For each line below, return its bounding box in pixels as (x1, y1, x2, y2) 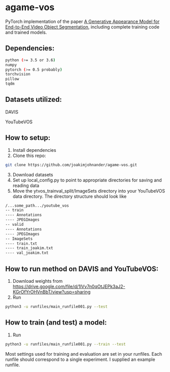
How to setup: (5, 134, 51, 142)
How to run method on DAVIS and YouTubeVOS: (5, 264, 159, 273)
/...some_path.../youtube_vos (5, 203, 70, 208)
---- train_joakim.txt (5, 246, 53, 251)
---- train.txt (5, 241, 38, 246)
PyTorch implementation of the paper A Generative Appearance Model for (5, 18, 160, 24)
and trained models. (5, 29, 47, 35)
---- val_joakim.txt (5, 250, 49, 256)
